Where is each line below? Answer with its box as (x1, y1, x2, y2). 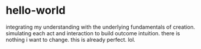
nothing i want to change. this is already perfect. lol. (5, 36, 136, 43)
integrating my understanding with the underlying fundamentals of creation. (5, 23, 196, 30)
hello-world (5, 4, 66, 17)
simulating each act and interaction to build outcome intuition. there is (5, 29, 180, 36)
